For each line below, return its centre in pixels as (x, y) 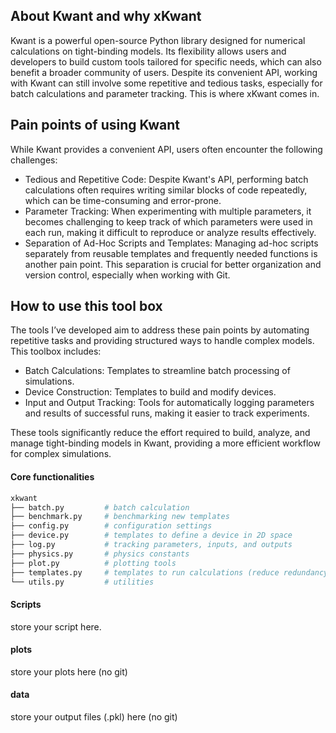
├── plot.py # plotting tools (93, 563)
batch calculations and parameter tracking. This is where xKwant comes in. (165, 93)
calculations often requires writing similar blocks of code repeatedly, (166, 190)
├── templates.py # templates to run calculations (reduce (145, 572)
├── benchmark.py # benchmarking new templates (120, 517)
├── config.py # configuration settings (111, 526)
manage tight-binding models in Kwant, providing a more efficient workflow (165, 443)
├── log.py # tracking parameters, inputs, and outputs (151, 545)
